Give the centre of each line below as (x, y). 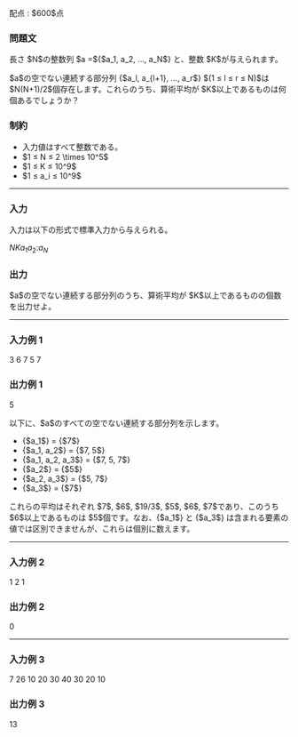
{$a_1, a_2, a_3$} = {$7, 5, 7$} (76, 460)
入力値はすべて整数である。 (72, 147)
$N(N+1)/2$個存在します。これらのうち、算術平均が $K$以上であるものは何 (148, 89)
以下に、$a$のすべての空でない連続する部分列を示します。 (117, 423)
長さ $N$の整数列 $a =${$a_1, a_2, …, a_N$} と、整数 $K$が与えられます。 (146, 60)
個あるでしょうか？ (44, 100)
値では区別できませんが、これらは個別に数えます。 (102, 528)
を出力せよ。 (32, 306)
